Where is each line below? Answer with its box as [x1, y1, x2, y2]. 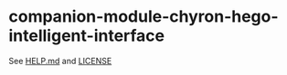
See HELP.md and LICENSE [8, 55, 112, 66]
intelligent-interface [8, 25, 165, 46]
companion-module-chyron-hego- [8, 6, 280, 27]
